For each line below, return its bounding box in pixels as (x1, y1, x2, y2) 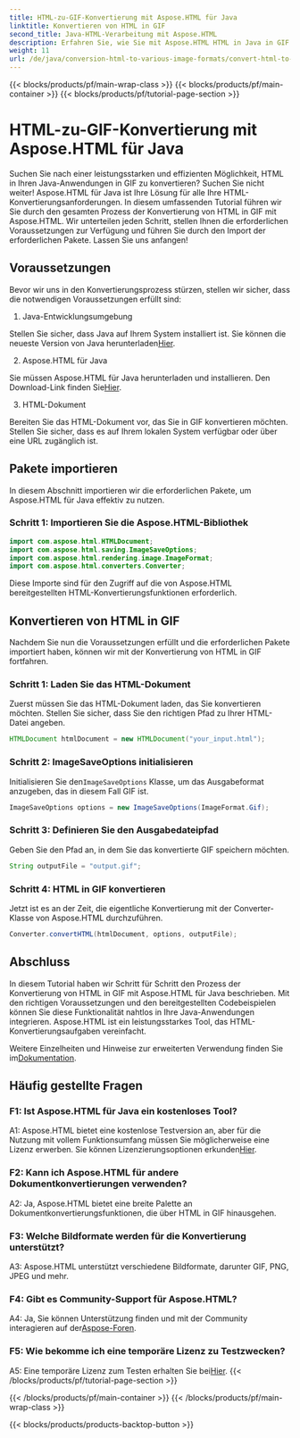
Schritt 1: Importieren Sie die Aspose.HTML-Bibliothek (9, 517, 249, 529)
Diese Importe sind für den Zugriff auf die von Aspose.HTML (9, 578, 232, 589)
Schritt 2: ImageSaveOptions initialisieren (9, 756, 194, 769)
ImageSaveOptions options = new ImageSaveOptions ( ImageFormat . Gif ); (9, 802, 270, 812)
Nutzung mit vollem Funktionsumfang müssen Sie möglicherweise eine (9, 1135, 270, 1145)
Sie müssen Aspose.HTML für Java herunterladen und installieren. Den (9, 372, 271, 383)
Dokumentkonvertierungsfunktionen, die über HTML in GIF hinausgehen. (9, 1207, 277, 1218)
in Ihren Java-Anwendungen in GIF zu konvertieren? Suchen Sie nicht (9, 178, 265, 188)
